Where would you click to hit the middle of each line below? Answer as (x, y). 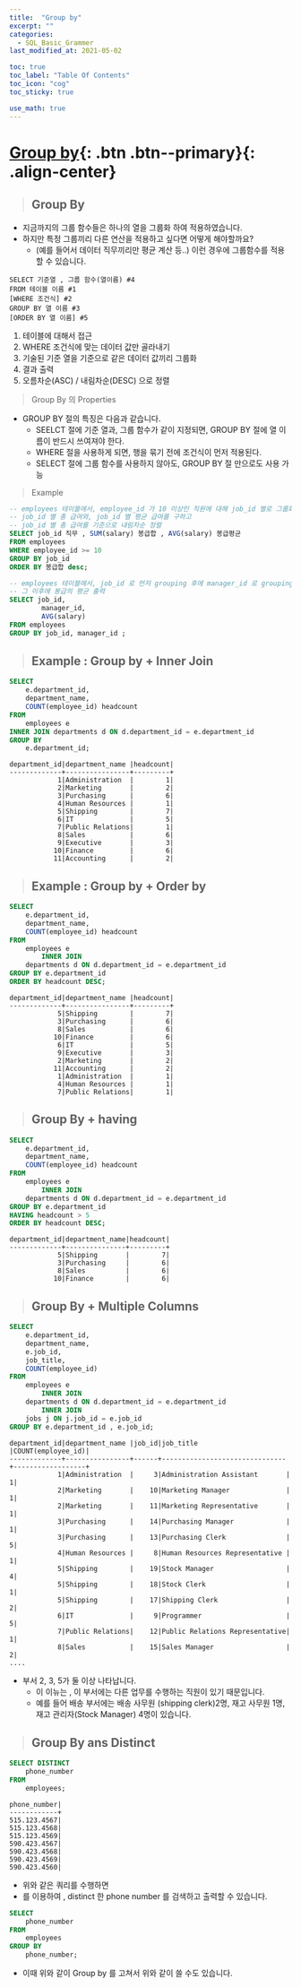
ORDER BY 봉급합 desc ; (49, 567)
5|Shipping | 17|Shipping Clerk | (174, 1600)
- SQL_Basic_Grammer (56, 43)
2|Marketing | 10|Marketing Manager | (174, 1490)
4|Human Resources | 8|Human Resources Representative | (174, 1553)
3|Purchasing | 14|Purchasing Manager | (174, 1521)
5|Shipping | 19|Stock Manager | (174, 1568)
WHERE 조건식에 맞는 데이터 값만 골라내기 (96, 347)
